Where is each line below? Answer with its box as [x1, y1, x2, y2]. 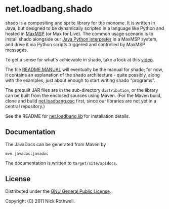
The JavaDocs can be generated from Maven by [5, 141, 106, 147]
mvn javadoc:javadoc [5, 151, 49, 156]
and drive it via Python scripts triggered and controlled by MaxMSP [5, 41, 145, 47]
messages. [5, 47, 28, 53]
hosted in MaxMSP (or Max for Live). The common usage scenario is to [5, 30, 153, 37]
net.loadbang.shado [5, 3, 93, 15]
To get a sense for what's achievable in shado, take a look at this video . [5, 56, 154, 62]
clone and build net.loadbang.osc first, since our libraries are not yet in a [5, 97, 157, 104]
